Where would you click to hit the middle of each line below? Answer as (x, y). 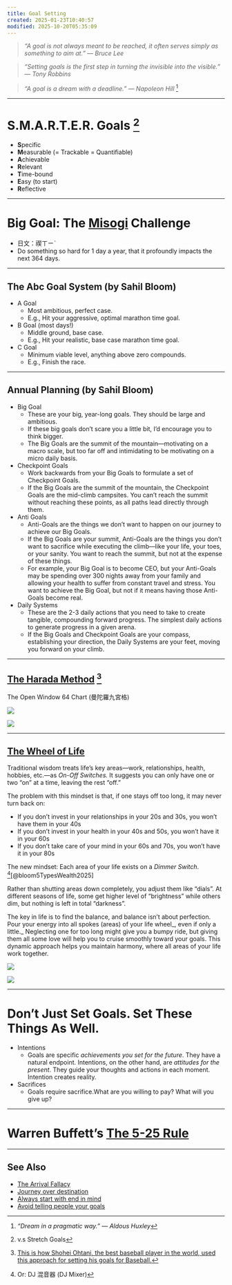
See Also (27, 1167)
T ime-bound (35, 174)
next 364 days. (39, 258)
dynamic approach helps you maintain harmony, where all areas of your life (114, 946)
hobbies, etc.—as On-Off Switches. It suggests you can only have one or (111, 775)
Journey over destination (52, 1191)
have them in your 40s (49, 824)
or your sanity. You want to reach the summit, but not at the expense (125, 553)
